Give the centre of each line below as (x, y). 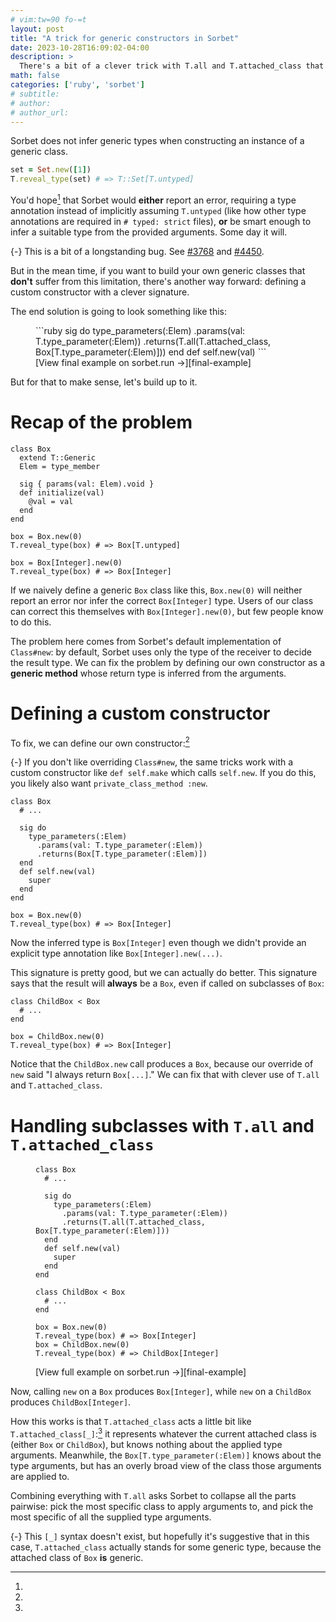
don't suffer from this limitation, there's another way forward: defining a (158, 281)
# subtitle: (35, 94)
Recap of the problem (101, 422)
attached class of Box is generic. (77, 1557)
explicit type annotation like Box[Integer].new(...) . (116, 953)
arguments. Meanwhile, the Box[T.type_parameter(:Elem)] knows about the (166, 1455)
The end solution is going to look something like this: (119, 311)
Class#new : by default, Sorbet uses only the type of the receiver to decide (161, 652)
